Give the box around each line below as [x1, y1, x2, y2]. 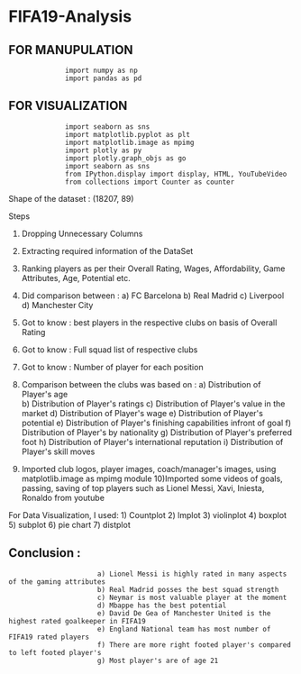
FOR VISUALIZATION [8, 98, 128, 114]
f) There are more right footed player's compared [96, 640, 292, 650]
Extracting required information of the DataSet [21, 245, 194, 256]
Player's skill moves [21, 446, 96, 457]
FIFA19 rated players [8, 633, 90, 642]
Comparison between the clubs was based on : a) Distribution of [21, 378, 261, 389]
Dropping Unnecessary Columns [21, 228, 143, 239]
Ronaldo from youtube [21, 492, 105, 503]
